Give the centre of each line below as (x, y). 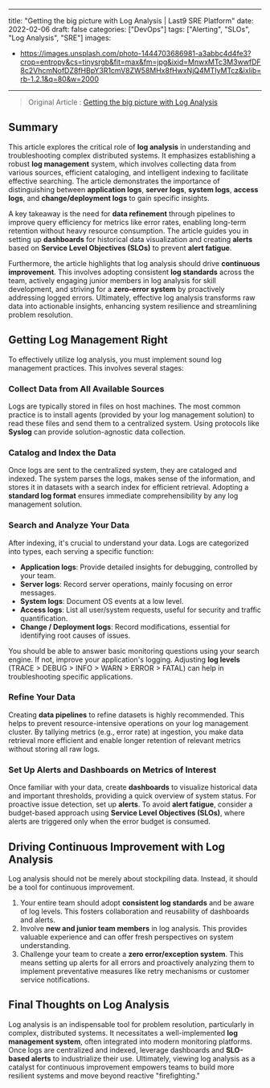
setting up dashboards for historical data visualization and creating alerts (131, 239)
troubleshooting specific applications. (71, 676)
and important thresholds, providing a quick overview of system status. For (133, 796)
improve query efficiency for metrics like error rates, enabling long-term (127, 222)
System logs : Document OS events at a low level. (102, 601)
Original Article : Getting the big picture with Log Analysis (123, 102)
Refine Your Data (42, 697)
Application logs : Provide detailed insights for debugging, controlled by (139, 567)
